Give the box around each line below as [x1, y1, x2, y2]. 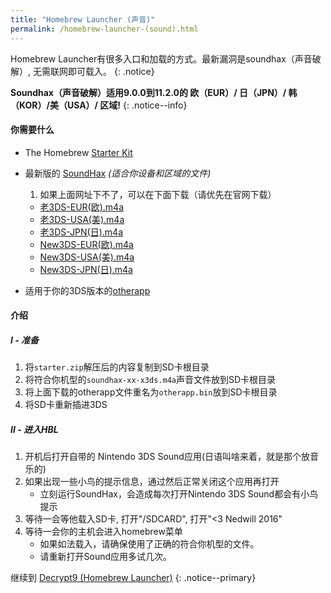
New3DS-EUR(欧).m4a [39, 238, 134, 250]
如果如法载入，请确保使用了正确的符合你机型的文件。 [39, 538, 260, 550]
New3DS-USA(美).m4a [39, 251, 135, 263]
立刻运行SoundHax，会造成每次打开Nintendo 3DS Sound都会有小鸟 [39, 488, 319, 500]
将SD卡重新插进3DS [24, 399, 108, 411]
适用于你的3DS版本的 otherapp [24, 284, 151, 296]
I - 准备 [10, 334, 40, 346]
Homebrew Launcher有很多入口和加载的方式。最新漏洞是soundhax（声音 [10, 52, 313, 65]
